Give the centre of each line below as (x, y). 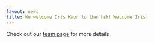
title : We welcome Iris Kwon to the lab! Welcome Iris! (77, 17)
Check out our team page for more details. (59, 34)
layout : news (22, 11)
